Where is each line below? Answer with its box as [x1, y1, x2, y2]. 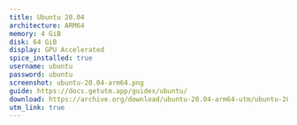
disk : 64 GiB [9, 37, 57, 47]
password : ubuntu [9, 70, 73, 79]
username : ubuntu [9, 62, 73, 71]
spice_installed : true [9, 54, 93, 62]
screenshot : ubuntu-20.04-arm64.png [9, 78, 144, 87]
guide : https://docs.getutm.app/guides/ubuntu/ [9, 86, 188, 95]
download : [9, 94, 46, 104]
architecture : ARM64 [9, 21, 86, 30]
